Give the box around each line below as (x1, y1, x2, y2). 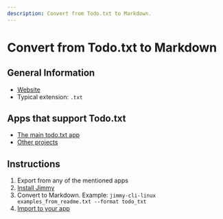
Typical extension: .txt (16, 92, 83, 101)
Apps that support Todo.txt (7, 113, 126, 125)
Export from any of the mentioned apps (16, 176, 129, 185)
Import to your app (16, 205, 71, 213)
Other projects (16, 138, 58, 147)
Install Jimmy (16, 184, 55, 192)
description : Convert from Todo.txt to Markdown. (7, 10, 152, 17)
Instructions (7, 158, 60, 169)
